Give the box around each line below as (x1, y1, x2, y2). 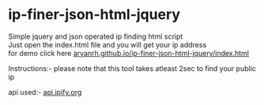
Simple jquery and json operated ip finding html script (8, 32, 183, 41)
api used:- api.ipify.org (8, 87, 82, 96)
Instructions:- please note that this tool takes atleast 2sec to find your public (8, 63, 257, 73)
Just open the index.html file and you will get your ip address (8, 39, 207, 49)
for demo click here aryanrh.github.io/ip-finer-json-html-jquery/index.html (8, 48, 250, 58)
